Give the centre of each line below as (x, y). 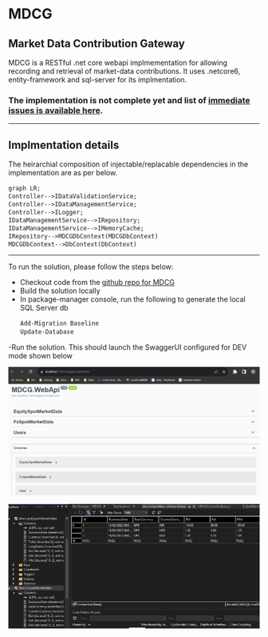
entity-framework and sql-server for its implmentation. (98, 80)
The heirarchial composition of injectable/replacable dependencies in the (128, 164)
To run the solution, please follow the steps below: (91, 267)
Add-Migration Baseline (59, 324)
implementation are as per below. (63, 173)
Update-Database (47, 332)
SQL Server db (44, 308)
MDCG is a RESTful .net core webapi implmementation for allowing (118, 62)
